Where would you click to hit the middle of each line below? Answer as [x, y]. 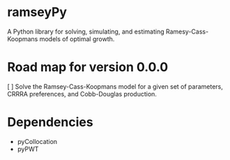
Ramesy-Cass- [187, 31]
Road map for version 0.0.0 [88, 67]
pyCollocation [37, 141]
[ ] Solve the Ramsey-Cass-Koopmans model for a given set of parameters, [115, 86]
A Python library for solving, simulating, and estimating [86, 31]
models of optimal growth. [77, 38]
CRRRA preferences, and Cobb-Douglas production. [82, 94]
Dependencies [50, 122]
